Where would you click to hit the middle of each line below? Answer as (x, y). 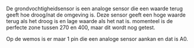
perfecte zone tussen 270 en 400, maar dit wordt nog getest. (81, 27)
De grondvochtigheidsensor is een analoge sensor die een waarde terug (94, 9)
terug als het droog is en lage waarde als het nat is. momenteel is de (90, 21)
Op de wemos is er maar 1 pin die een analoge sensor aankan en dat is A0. (97, 39)
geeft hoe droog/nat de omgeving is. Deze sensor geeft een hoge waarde (96, 15)
